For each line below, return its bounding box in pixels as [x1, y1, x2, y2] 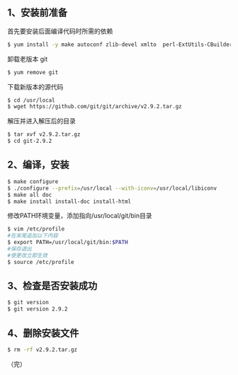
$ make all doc [7, 191, 52, 198]
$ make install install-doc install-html [7, 197, 132, 205]
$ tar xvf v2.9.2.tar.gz [7, 131, 81, 138]
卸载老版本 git [7, 54, 48, 63]
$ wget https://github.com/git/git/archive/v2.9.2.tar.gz [7, 103, 182, 110]
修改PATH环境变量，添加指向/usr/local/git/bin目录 [7, 212, 152, 220]
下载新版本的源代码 [7, 82, 64, 91]
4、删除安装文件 [7, 327, 79, 339]
